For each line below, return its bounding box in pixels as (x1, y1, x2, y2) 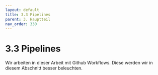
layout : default (5, 7, 39, 13)
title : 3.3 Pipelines (5, 12, 51, 17)
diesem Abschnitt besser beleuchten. (5, 65, 83, 71)
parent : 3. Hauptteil (5, 17, 51, 22)
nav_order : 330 (5, 21, 37, 27)
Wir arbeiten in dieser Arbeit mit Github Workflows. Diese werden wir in (5, 60, 153, 66)
